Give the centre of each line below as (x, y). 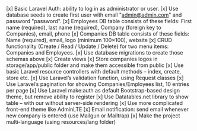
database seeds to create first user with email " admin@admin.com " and (94, 15)
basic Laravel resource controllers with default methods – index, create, (94, 71)
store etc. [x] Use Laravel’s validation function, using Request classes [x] (95, 78)
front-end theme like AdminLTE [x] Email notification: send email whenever (97, 109)
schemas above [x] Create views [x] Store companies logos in (82, 59)
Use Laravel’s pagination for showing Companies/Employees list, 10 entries (98, 84)
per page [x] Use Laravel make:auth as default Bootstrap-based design (93, 90)
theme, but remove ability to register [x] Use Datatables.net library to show (97, 97)
